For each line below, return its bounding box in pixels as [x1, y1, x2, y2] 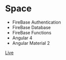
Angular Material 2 [12, 40, 50, 46]
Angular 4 [12, 35, 33, 41]
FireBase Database [12, 24, 51, 30]
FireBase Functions [12, 30, 52, 35]
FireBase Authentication [12, 19, 61, 25]
